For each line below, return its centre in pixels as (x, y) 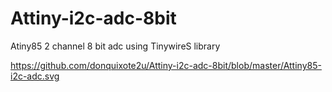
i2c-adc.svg (35, 76)
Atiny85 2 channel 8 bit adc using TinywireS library (115, 46)
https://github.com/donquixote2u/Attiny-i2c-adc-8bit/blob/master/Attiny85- (166, 65)
